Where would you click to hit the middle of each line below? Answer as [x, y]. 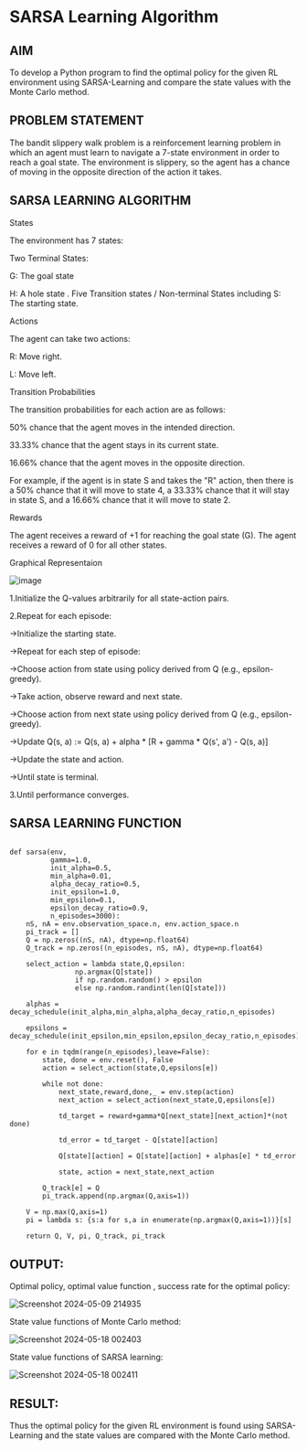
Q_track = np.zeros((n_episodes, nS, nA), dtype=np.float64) [144, 948]
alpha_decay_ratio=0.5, [95, 884]
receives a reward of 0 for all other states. [88, 545]
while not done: [73, 1084]
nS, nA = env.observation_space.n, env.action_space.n [132, 924]
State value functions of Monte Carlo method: [95, 1322]
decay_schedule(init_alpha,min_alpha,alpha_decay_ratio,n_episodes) [143, 1012]
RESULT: [34, 1404]
